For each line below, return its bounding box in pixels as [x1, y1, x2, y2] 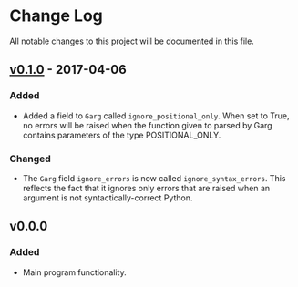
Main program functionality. [22, 266, 127, 278]
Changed [9, 152, 52, 165]
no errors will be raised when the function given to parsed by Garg [22, 119, 272, 130]
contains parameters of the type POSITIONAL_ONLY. [22, 129, 221, 140]
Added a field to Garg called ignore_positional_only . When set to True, [22, 110, 290, 121]
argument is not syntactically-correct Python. [22, 192, 193, 203]
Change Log [9, 5, 103, 26]
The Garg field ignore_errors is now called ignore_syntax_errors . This [22, 172, 286, 183]
